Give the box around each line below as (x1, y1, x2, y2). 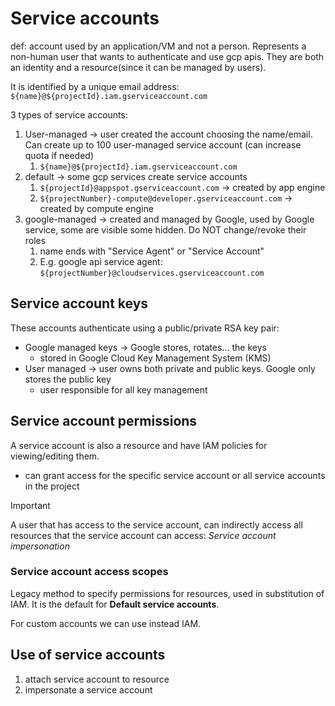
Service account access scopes (10, 565, 169, 579)
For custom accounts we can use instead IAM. (10, 617, 202, 629)
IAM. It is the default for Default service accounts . (10, 598, 220, 610)
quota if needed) (24, 149, 95, 161)
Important (10, 499, 51, 511)
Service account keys (10, 295, 149, 312)
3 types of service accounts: (10, 108, 128, 121)
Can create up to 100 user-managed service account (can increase (24, 138, 302, 151)
